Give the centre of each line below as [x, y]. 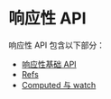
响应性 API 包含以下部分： [57, 45]
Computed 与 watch [59, 85]
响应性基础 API [49, 64]
